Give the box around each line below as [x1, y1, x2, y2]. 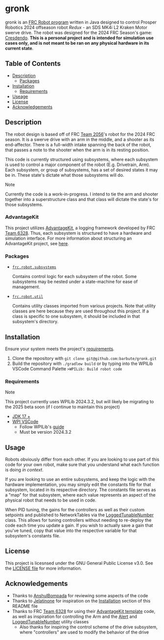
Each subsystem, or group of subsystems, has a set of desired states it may [5, 167, 158, 172]
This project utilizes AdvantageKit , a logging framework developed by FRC [5, 224, 156, 231]
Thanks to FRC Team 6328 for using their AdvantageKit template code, [12, 608, 156, 614]
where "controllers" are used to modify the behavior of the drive [19, 629, 149, 635]
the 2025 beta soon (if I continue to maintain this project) [5, 404, 120, 410]
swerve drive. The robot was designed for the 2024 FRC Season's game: [5, 29, 153, 35]
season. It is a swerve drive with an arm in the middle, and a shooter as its [5, 136, 154, 142]
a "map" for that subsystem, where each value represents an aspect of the [5, 492, 156, 498]
